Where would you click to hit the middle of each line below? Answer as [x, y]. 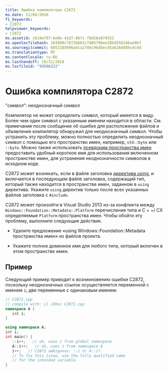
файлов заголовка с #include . [37, 195]
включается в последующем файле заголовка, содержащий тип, [75, 179]
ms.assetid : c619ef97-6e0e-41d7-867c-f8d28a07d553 [60, 38]
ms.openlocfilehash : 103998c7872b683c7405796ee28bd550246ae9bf [73, 43]
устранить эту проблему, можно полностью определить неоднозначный [84, 137]
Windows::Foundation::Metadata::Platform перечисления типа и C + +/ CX [84, 210]
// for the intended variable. [45, 360]
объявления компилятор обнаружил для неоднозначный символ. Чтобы [84, 132]
